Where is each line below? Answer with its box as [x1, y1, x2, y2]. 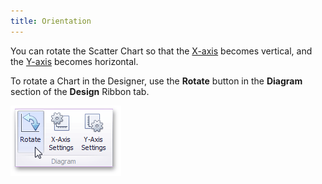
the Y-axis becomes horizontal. [10, 55, 139, 67]
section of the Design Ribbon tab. [10, 85, 150, 97]
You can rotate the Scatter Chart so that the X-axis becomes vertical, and [10, 45, 313, 57]
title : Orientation [10, 16, 92, 26]
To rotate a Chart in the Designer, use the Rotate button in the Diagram [10, 75, 303, 87]
